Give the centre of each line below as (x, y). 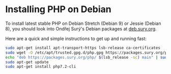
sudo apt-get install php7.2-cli (41, 67)
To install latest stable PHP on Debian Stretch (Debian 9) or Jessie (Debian (83, 23)
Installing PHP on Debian (59, 9)
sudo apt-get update (27, 62)
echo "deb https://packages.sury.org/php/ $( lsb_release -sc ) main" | (82, 57)
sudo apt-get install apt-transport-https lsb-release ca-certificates (83, 48)
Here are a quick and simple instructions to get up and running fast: (76, 39)
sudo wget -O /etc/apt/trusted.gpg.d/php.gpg (54, 52)
